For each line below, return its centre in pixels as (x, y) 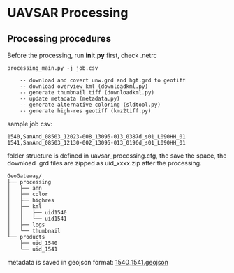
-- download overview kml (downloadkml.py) (84, 87)
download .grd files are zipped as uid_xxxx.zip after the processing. (104, 163)
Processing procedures (59, 39)
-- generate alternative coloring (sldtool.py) (90, 105)
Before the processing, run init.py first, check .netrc (82, 55)
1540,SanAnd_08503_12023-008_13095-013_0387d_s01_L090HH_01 (97, 137)
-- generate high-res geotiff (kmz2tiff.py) (86, 111)
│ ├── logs (26, 225)
